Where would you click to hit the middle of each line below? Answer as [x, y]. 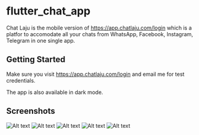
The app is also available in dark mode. [55, 92]
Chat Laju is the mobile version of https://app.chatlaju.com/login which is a [99, 28]
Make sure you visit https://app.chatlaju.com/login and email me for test [96, 74]
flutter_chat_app [48, 11]
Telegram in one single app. [41, 40]
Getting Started [36, 59]
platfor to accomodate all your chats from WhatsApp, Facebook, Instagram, [100, 34]
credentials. [21, 80]
